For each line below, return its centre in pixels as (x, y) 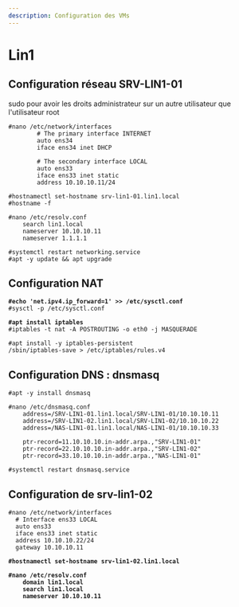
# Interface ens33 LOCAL (57, 520)
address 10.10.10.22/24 (55, 541)
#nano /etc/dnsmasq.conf (49, 407)
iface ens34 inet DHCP (74, 147)
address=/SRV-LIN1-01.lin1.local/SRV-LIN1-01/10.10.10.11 (121, 414)
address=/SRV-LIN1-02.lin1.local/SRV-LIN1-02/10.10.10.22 (121, 421)
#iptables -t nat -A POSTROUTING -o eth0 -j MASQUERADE (103, 330)
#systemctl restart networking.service (74, 252)
